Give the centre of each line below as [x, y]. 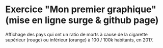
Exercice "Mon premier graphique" [81, 9]
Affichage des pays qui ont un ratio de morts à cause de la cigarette [76, 34]
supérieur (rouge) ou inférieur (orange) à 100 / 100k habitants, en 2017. [79, 40]
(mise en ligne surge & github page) [82, 20]
